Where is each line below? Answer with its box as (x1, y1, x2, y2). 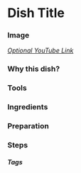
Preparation (7, 121, 50, 131)
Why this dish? (7, 64, 60, 74)
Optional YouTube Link (7, 46, 74, 55)
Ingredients (7, 102, 48, 112)
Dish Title (7, 5, 65, 21)
